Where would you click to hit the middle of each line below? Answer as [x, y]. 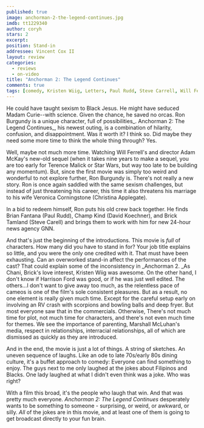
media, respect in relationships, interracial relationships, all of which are [96, 330]
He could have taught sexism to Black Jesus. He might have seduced [93, 108]
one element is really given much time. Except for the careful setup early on [101, 298]
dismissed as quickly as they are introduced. [62, 337]
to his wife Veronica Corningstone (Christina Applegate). [77, 197]
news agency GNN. [30, 228]
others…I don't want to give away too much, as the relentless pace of [93, 285]
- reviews [24, 68]
